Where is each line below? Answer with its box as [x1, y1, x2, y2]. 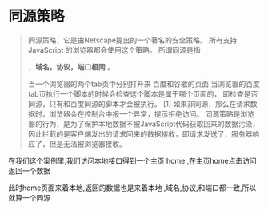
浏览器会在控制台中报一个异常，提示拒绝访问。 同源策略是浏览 [49, 109, 254, 118]
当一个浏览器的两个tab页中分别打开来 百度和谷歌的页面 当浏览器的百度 [27, 79, 260, 89]
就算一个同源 [8, 192, 50, 202]
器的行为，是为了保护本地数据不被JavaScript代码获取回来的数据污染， [27, 119, 260, 129]
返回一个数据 [8, 165, 50, 176]
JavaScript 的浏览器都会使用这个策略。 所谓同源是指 [27, 45, 201, 54]
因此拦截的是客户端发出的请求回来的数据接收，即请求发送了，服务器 [27, 129, 253, 138]
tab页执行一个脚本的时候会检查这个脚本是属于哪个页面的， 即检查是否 [27, 89, 258, 98]
